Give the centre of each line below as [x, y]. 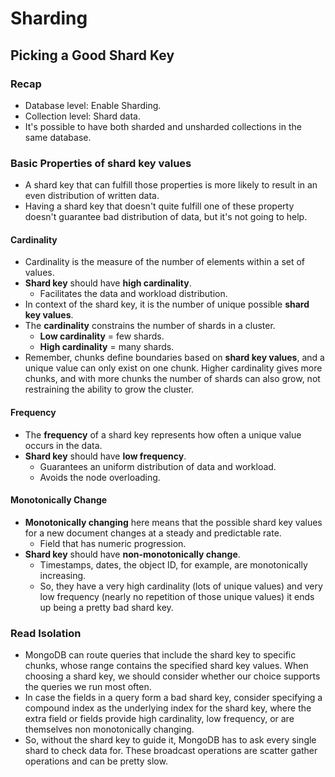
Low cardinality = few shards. [102, 336]
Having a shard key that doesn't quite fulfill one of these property [159, 206]
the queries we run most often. [88, 687]
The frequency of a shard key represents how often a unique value [163, 434]
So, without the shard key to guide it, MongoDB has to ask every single [170, 740]
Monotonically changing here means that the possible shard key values [173, 522]
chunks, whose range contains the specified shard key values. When [166, 666]
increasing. [63, 575]
